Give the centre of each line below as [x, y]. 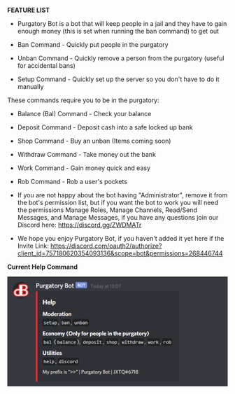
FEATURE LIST [29, 10]
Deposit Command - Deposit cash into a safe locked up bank [105, 127]
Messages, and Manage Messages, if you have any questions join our [118, 217]
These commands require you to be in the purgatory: [83, 100]
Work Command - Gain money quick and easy [84, 168]
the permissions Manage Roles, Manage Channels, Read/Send [107, 210]
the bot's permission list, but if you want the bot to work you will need [118, 203]
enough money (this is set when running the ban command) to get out [118, 31]
